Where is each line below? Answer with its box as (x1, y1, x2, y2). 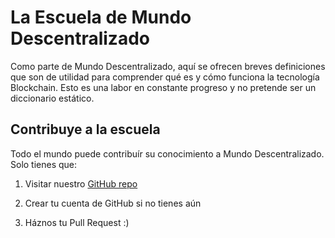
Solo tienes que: (10, 158, 78, 170)
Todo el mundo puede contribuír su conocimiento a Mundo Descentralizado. (10, 147, 325, 160)
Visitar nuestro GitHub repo (24, 177, 138, 190)
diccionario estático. (10, 92, 95, 104)
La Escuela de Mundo (10, 6, 192, 29)
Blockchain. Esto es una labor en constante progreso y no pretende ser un (10, 81, 317, 93)
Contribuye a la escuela (10, 121, 161, 138)
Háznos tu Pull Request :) (24, 216, 130, 228)
